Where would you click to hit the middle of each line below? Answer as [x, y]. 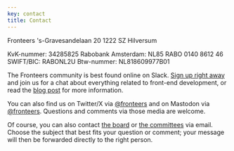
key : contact [26, 14]
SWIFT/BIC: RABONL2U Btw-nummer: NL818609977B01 [89, 61]
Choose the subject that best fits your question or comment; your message [116, 132]
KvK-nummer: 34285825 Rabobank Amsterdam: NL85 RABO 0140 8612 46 [115, 54]
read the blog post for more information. [65, 90]
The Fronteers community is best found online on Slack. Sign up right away [116, 75]
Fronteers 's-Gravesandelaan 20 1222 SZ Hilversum [82, 40]
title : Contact [30, 20]
